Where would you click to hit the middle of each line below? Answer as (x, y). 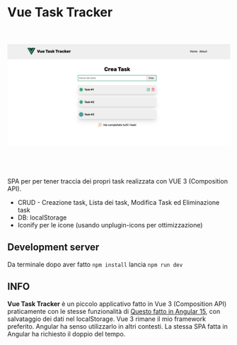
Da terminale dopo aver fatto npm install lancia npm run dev (95, 264)
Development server (53, 248)
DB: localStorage (42, 217)
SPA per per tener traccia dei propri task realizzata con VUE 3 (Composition (118, 181)
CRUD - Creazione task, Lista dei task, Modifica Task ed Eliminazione (118, 202)
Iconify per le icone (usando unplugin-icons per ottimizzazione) (110, 225)
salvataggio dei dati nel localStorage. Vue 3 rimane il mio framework (107, 319)
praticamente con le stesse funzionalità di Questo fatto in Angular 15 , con (114, 311)
